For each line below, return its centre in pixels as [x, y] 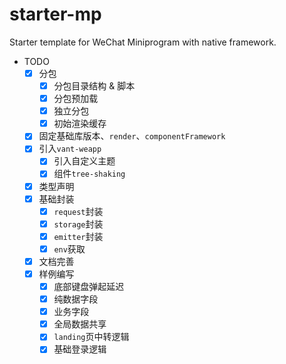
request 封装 [78, 211]
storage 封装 [78, 224]
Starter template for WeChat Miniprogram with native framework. [143, 42]
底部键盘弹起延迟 [89, 286]
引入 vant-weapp [70, 149]
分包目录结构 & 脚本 [94, 86]
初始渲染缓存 [80, 124]
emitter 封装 [78, 236]
